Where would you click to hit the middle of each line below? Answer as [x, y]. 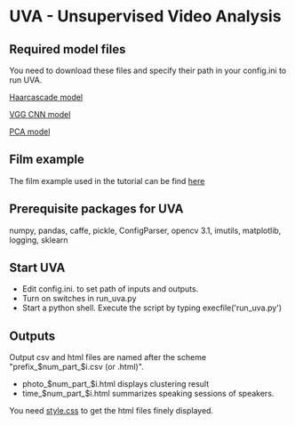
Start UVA [37, 268]
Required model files [68, 49]
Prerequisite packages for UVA [96, 209]
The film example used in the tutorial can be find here [107, 180]
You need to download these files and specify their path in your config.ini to [148, 70]
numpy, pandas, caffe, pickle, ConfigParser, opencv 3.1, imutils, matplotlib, [145, 230]
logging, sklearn [39, 240]
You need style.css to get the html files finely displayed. [112, 411]
